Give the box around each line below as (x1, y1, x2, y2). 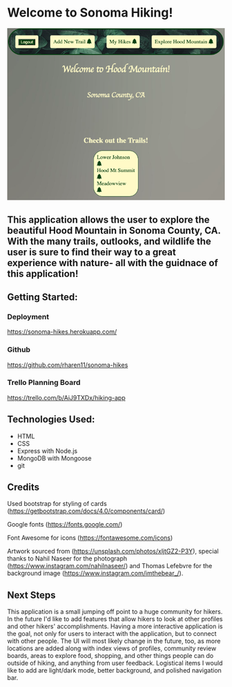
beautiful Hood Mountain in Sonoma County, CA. (7, 225, 221, 236)
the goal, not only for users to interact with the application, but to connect (7, 630, 217, 638)
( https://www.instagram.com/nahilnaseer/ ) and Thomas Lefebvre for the (7, 562, 213, 570)
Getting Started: (7, 291, 78, 303)
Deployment (7, 312, 50, 321)
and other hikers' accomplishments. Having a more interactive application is (7, 622, 223, 630)
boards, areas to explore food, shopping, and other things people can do (7, 652, 214, 660)
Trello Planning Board (7, 378, 81, 388)
